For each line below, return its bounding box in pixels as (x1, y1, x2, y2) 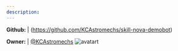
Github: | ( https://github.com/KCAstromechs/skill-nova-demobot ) (6, 26, 173, 33)
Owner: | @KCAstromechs (6, 37, 74, 45)
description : (6, 9, 40, 15)
